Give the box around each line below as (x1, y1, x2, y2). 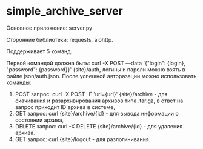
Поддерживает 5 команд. (6, 47, 73, 55)
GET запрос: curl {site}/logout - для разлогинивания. (15, 135, 151, 143)
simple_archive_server (6, 4, 123, 18)
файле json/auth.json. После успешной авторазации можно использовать (6, 72, 197, 79)
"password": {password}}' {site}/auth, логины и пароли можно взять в (6, 65, 186, 73)
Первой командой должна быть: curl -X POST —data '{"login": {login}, (6, 59, 186, 67)
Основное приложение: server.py (6, 24, 93, 31)
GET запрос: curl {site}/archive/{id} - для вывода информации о (15, 110, 179, 117)
